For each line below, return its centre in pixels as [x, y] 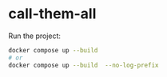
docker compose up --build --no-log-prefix [83, 65]
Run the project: [35, 36]
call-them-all [52, 14]
